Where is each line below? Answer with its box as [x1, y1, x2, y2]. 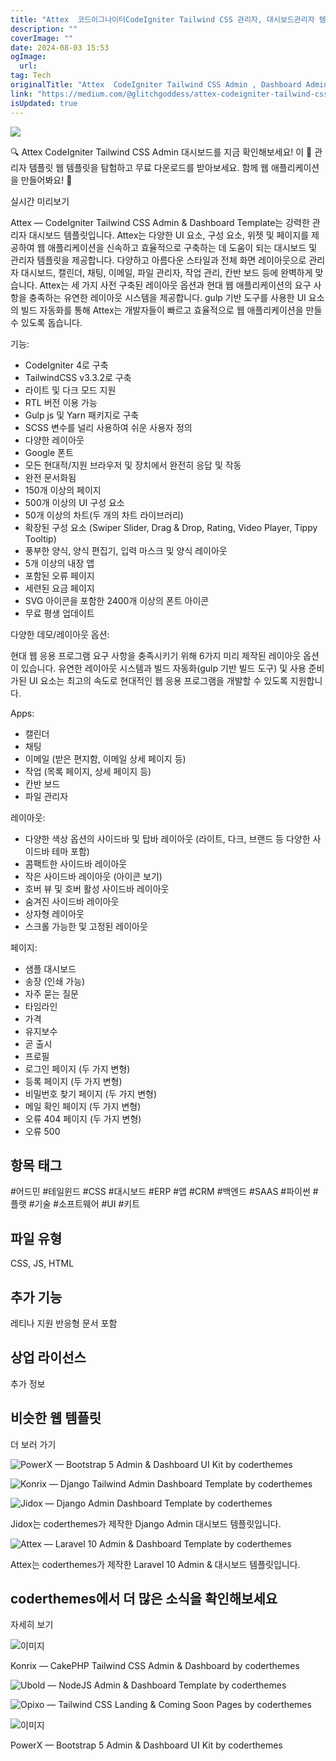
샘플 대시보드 [24, 962, 77, 975]
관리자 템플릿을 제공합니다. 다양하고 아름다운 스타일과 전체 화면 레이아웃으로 [10, 254, 307, 266]
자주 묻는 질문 [24, 987, 79, 1000]
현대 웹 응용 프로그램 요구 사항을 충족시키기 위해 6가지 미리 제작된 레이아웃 [10, 649, 302, 661]
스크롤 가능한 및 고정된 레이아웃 [24, 920, 148, 932]
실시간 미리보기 [10, 195, 70, 207]
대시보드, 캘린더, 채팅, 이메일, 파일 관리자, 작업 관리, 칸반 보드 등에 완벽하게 [20, 266, 313, 278]
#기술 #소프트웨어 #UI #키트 [28, 1198, 141, 1210]
